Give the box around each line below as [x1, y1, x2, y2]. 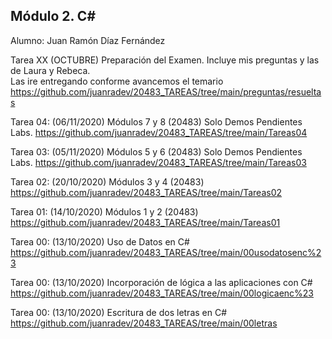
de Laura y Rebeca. [10, 64, 91, 76]
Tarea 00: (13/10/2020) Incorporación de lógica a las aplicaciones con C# [10, 276, 313, 288]
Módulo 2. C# [10, 8, 97, 25]
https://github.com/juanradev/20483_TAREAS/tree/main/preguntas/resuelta [10, 85, 322, 98]
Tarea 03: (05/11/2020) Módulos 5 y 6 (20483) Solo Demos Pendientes [10, 145, 303, 158]
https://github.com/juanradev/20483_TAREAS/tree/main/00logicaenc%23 [10, 287, 314, 299]
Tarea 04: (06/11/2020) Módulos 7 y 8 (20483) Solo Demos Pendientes [10, 115, 303, 128]
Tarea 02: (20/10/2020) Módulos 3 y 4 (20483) [10, 175, 205, 188]
